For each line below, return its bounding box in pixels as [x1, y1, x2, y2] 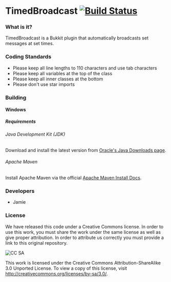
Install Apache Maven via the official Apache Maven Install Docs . [5, 175, 142, 181]
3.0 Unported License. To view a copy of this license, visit [5, 265, 127, 271]
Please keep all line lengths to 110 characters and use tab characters [12, 64, 157, 71]
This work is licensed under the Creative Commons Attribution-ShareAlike [5, 259, 161, 266]
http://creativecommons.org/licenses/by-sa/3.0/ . [5, 270, 109, 276]
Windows [5, 106, 26, 113]
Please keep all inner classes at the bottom [12, 76, 103, 82]
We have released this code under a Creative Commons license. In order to [5, 223, 164, 230]
